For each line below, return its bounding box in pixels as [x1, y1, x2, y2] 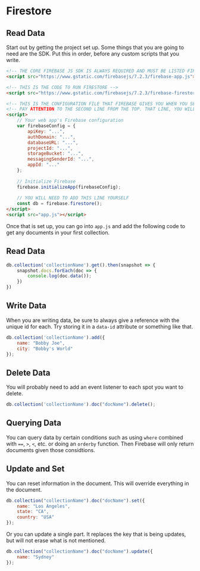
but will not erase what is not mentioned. [6, 537, 106, 544]
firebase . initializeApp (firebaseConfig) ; [17, 184, 121, 190]
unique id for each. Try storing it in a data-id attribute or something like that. [6, 323, 193, 330]
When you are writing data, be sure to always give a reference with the [6, 317, 180, 324]
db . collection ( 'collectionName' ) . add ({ [6, 334, 105, 340]
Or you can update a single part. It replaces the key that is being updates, [6, 530, 186, 538]
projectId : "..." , [27, 145, 73, 151]
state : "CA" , [17, 509, 49, 515]
